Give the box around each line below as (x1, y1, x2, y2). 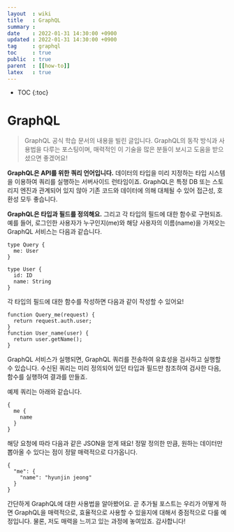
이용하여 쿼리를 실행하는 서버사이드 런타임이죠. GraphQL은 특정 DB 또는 (14, 178, 211, 186)
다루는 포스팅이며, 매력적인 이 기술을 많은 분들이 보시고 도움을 (43, 145, 211, 154)
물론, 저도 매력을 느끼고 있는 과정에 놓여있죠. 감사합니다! (33, 517, 187, 526)
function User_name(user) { (7, 330, 89, 337)
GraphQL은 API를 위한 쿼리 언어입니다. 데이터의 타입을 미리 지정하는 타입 (7, 169, 207, 177)
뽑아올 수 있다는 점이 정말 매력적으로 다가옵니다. (7, 448, 138, 456)
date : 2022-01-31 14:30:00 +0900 (7, 29, 117, 37)
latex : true (7, 69, 52, 76)
